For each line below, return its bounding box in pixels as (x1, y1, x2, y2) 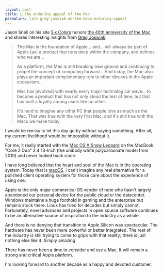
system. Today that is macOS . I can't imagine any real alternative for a (5, 167, 145, 173)
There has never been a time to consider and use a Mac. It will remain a (5, 247, 148, 253)
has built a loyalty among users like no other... (16, 99, 109, 105)
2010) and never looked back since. (5, 153, 77, 159)
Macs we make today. (16, 118, 61, 124)
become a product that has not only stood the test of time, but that (16, 94, 150, 99)
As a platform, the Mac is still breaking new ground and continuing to (16, 64, 155, 69)
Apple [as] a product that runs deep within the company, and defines (16, 49, 155, 55)
